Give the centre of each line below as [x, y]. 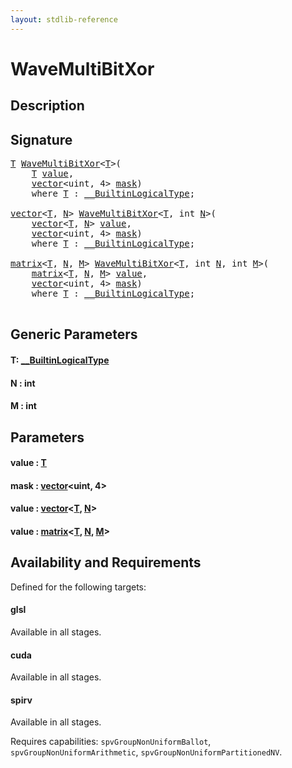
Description [47, 106]
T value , [53, 174]
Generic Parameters [74, 334]
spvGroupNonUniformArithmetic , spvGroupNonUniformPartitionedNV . [146, 752]
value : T [28, 463]
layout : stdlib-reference [64, 19]
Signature [41, 139]
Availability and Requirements [106, 562]
